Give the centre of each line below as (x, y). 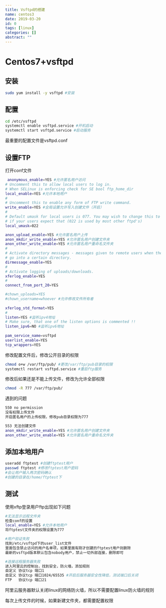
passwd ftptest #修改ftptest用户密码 (42, 468)
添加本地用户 (25, 451)
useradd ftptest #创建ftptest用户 (39, 464)
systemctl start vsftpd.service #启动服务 (48, 131)
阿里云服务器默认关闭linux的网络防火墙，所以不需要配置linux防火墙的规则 (80, 590)
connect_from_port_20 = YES (32, 285)
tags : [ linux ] (20, 28)
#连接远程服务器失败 (23, 561)
